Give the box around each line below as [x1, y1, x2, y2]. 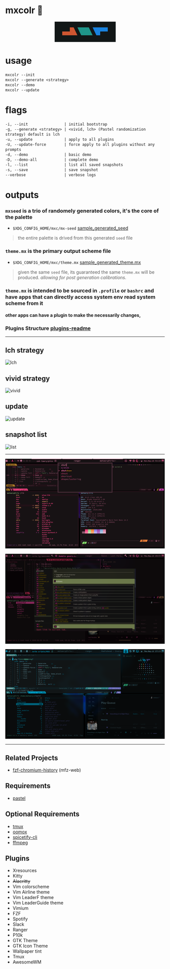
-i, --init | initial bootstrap [5, 122, 108, 127]
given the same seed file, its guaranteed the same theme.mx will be [17, 269, 155, 275]
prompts [5, 147, 22, 152]
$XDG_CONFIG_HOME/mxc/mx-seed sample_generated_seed [12, 225, 129, 231]
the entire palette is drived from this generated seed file [17, 235, 133, 241]
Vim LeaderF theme [12, 895, 54, 901]
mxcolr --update [5, 87, 39, 93]
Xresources [12, 868, 37, 874]
